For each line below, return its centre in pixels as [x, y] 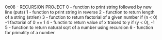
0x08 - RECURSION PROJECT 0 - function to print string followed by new [78, 7]
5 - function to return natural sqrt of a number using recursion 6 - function [79, 27]
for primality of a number [30, 33]
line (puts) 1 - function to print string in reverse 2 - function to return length [80, 12]
